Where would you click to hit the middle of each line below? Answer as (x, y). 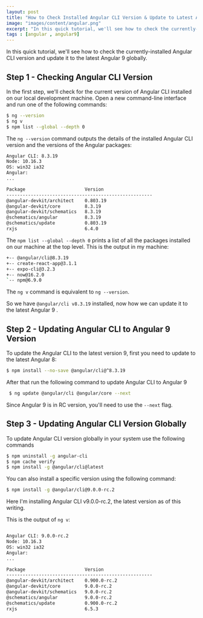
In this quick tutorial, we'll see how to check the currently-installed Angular (99, 51)
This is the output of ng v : (38, 520)
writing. (16, 508)
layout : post (23, 12)
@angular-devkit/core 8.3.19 (54, 206)
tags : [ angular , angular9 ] (43, 35)
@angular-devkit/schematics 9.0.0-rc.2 (59, 592)
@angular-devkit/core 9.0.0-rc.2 (59, 587)
